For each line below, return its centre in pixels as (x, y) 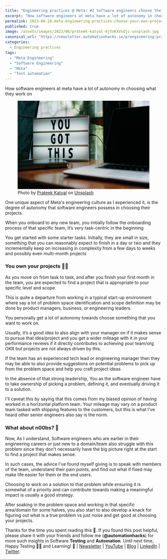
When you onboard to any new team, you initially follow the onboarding (78, 223)
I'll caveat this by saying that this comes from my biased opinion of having (81, 399)
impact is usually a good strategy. (40, 495)
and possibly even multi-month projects (46, 253)
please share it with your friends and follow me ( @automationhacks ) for (80, 536)
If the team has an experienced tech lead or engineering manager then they (83, 358)
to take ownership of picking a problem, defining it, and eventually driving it (83, 384)
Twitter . (13, 552)
